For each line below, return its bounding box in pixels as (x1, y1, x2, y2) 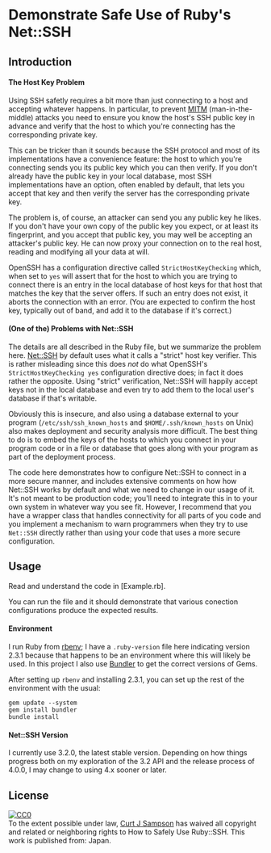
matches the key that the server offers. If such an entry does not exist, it (8, 288, 248, 298)
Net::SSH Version (8, 729, 69, 740)
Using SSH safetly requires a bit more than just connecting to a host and (8, 95, 248, 105)
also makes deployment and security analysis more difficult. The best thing (8, 426, 258, 435)
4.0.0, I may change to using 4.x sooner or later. (8, 765, 167, 775)
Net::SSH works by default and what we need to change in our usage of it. (8, 485, 256, 494)
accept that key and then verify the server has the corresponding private (8, 188, 250, 198)
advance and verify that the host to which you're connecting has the (8, 121, 236, 131)
